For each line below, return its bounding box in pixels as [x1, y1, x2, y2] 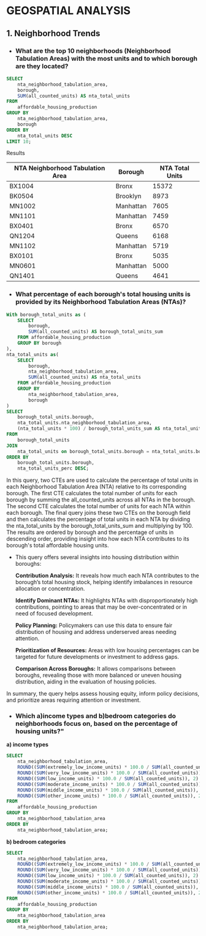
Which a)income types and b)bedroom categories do [15, 712, 177, 720]
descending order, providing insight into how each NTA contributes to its [6, 535, 189, 542]
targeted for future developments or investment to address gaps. [15, 653, 180, 661]
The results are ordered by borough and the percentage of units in [6, 528, 174, 536]
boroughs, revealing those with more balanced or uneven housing [15, 672, 182, 679]
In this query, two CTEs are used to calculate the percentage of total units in [6, 476, 199, 484]
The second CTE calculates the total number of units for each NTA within [6, 503, 191, 510]
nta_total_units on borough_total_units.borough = [17, 448, 150, 454]
